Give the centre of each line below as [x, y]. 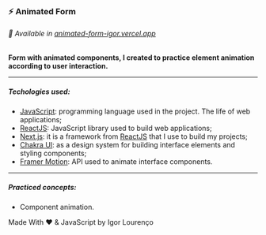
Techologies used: [39, 91]
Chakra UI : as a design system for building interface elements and [127, 145]
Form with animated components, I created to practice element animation [131, 58]
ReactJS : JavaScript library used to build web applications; [116, 129]
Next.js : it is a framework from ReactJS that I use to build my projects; [133, 136]
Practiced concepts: [42, 187]
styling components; [53, 153]
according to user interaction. [58, 66]
